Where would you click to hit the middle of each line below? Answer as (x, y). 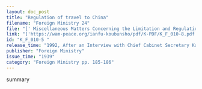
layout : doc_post (28, 12)
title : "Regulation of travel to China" (58, 17)
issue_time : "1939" (31, 57)
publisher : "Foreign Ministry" (45, 51)
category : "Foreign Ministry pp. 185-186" (60, 62)
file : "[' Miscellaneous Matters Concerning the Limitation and (88, 29)
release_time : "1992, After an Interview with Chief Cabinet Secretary (98, 46)
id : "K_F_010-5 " (28, 40)
